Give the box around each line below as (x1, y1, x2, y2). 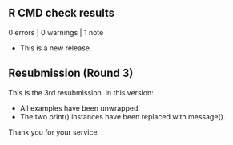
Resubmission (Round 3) (8, 66, 134, 80)
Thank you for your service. (8, 127, 100, 137)
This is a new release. (19, 43, 92, 53)
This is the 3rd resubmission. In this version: (8, 87, 154, 97)
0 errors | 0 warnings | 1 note (8, 27, 104, 37)
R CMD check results (8, 6, 115, 20)
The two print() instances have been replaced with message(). (19, 111, 226, 121)
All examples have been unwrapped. (19, 103, 141, 113)
